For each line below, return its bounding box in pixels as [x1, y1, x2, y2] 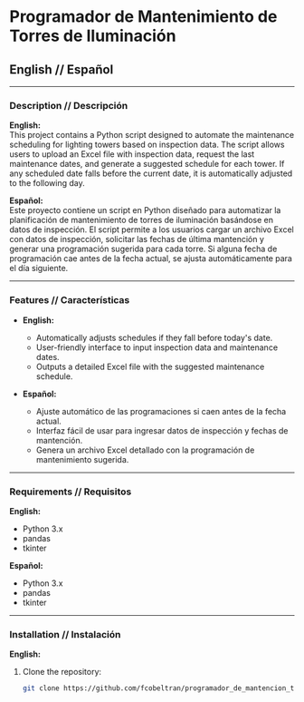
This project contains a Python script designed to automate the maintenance [9, 130, 295, 141]
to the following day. [9, 178, 85, 189]
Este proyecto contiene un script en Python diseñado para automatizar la [9, 205, 281, 216]
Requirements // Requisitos [9, 485, 132, 498]
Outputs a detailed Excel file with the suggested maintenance [35, 361, 265, 372]
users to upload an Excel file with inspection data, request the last [9, 149, 255, 160]
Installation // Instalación [9, 628, 121, 640]
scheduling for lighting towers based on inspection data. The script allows [9, 139, 285, 151]
